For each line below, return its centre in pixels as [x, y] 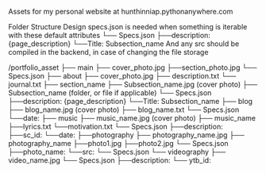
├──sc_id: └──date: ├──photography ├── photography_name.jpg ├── [126, 135]
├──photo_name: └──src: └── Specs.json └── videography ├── [117, 152]
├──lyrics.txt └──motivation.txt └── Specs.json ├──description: [116, 127]
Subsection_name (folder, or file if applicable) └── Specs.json [110, 93]
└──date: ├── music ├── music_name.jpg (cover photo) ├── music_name [132, 118]
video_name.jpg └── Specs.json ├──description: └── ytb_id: [110, 160]
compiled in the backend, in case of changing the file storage [108, 52]
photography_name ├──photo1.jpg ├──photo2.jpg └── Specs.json [118, 143]
